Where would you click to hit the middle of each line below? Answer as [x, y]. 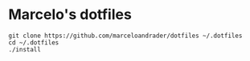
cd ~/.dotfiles [34, 42]
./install [25, 49]
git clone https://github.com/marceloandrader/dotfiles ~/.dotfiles [125, 36]
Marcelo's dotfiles [70, 15]
